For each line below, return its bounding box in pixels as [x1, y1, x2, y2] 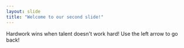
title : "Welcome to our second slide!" [6, 14, 104, 20]
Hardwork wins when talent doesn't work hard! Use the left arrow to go [6, 30, 178, 37]
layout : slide [6, 8, 41, 15]
